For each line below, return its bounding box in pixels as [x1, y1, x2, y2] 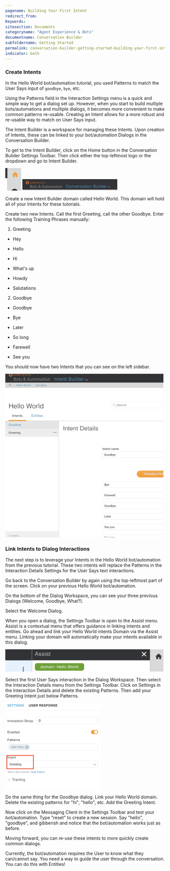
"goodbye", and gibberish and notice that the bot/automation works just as [5, 820, 161, 826]
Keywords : [5, 19, 26, 24]
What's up [12, 265, 34, 271]
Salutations [12, 285, 36, 291]
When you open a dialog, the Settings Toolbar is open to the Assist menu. [5, 618, 158, 624]
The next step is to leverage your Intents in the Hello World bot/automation [5, 557, 161, 563]
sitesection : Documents [5, 24, 56, 29]
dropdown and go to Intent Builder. [5, 158, 78, 164]
